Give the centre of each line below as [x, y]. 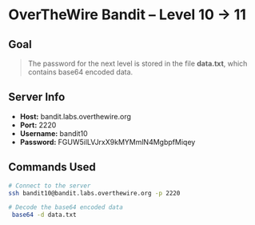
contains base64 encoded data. [80, 72]
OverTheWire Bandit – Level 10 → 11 [127, 15]
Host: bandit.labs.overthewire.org [76, 116]
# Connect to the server [50, 186]
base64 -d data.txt [44, 215]
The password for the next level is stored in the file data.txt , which [137, 63]
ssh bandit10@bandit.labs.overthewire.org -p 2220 [94, 193]
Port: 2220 [38, 125]
